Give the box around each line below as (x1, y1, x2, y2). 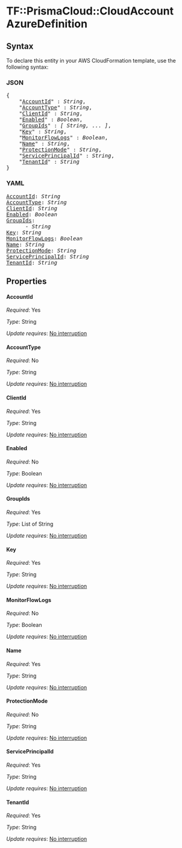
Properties (6, 276, 47, 286)
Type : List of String (6, 520, 54, 527)
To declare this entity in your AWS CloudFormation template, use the (6, 57, 176, 64)
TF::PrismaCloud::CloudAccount (6, 4, 174, 18)
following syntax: (6, 63, 49, 71)
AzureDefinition (6, 17, 88, 31)
